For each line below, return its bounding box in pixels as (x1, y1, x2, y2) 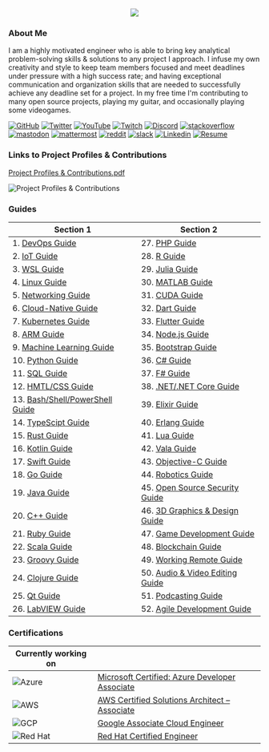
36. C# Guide (141, 355, 191, 366)
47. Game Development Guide (141, 528, 255, 540)
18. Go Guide (12, 469, 62, 480)
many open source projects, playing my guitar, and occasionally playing (8, 97, 245, 107)
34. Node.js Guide (141, 329, 210, 340)
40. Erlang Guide (141, 417, 205, 428)
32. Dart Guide (141, 303, 197, 314)
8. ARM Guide (12, 329, 65, 340)
